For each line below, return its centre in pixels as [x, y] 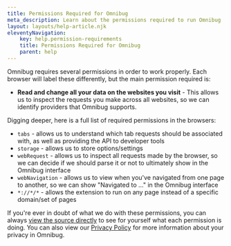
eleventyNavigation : [37, 33]
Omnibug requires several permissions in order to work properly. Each [107, 71]
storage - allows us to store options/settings [80, 148]
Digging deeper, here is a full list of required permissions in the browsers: [112, 120]
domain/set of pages [47, 199]
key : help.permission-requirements [71, 39]
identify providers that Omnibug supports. [77, 107]
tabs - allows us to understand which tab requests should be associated [120, 133]
